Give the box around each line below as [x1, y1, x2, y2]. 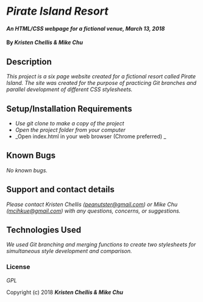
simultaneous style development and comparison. [6, 248, 132, 255]
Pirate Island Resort [6, 4, 109, 18]
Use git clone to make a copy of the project [15, 120, 124, 127]
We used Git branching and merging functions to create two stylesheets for [6, 241, 196, 248]
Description [6, 56, 52, 67]
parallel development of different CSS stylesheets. [6, 86, 133, 93]
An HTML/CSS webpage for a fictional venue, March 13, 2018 [6, 24, 165, 32]
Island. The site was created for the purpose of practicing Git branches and [6, 79, 197, 87]
